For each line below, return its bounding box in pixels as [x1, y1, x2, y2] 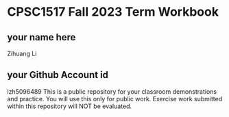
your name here [7, 31, 76, 43]
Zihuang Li [7, 49, 37, 57]
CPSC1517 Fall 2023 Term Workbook [7, 4, 219, 20]
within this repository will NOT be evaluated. [7, 102, 132, 110]
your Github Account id [7, 69, 108, 81]
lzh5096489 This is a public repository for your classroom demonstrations [7, 87, 217, 96]
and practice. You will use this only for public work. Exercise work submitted [7, 94, 223, 103]
